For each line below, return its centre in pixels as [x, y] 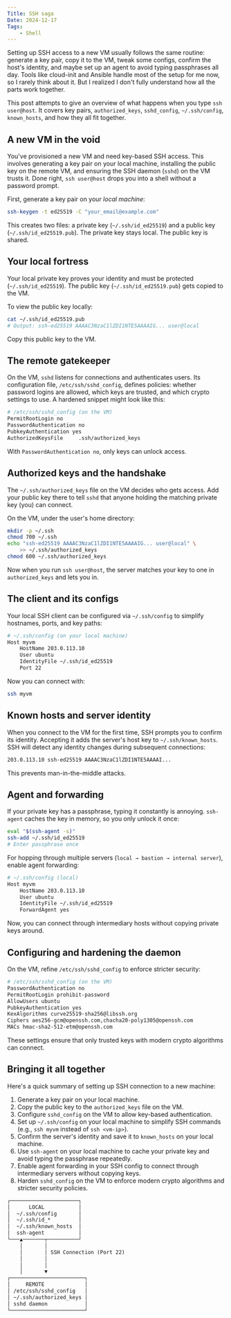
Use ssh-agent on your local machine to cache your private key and [113, 1151]
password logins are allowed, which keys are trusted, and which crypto [108, 392]
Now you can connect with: [46, 681]
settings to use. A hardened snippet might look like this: [86, 400]
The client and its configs [63, 599]
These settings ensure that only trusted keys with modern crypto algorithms [115, 1040]
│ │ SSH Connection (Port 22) [73, 1252]
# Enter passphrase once [43, 845]
